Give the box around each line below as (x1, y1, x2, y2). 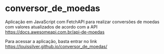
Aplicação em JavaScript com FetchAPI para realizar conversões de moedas (5, 19, 160, 25)
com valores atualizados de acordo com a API (5, 24, 98, 29)
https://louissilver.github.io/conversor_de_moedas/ (5, 43, 108, 49)
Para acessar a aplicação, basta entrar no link (5, 38, 97, 44)
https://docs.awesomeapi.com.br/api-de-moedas (5, 29, 105, 35)
